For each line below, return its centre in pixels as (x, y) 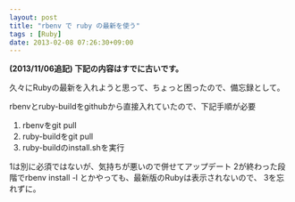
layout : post (34, 17)
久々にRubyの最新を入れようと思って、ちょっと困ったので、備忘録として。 (147, 88)
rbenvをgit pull (50, 125)
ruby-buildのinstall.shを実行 (73, 148)
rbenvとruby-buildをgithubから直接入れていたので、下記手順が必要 (133, 107)
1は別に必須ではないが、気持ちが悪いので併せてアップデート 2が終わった (143, 166)
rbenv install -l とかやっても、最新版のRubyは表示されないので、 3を (151, 178)
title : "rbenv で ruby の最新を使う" (75, 26)
